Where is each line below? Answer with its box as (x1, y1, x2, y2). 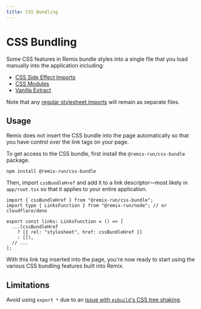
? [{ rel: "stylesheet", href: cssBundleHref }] (17, 229, 143, 235)
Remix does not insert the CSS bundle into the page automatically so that (6, 132, 189, 139)
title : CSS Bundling (6, 9, 59, 15)
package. (6, 156, 30, 164)
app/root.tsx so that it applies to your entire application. (6, 186, 148, 193)
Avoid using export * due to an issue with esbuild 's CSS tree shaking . (6, 296, 182, 304)
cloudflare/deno (6, 208, 47, 214)
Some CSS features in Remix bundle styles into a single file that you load (6, 55, 188, 63)
